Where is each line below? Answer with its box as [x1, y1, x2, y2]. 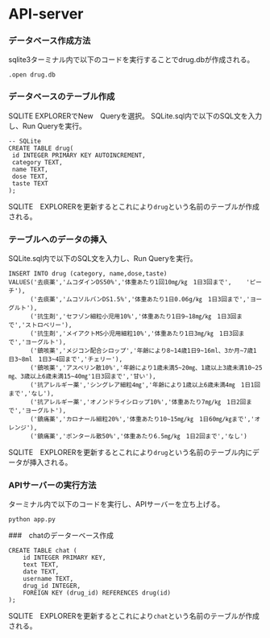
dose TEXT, [11, 172, 48, 180]
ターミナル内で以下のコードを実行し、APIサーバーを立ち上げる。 [8, 499, 225, 509]
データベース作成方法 [8, 35, 91, 47]
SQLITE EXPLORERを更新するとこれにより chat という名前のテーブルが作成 [8, 611, 260, 621]
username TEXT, [23, 575, 74, 583]
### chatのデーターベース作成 [8, 531, 114, 541]
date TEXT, [23, 568, 60, 576]
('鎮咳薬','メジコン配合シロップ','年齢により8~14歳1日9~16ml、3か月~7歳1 [29, 347, 257, 355]
